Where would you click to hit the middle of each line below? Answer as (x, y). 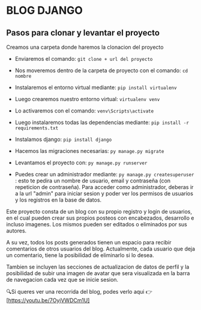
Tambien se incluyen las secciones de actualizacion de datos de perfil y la (98, 267)
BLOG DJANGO (44, 11)
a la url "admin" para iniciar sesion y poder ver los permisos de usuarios (104, 194)
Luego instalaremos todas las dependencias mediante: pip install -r (102, 122)
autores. (16, 231)
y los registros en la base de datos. (58, 200)
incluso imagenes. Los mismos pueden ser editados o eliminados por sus (97, 224)
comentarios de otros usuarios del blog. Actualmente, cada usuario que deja (101, 249)
